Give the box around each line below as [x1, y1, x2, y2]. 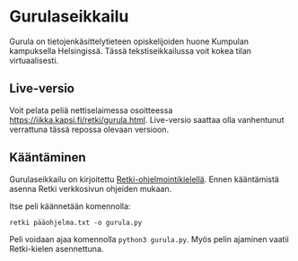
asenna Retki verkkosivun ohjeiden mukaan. [9, 183, 172, 194]
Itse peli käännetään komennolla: [9, 200, 131, 212]
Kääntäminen [9, 150, 87, 165]
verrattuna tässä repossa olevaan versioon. [9, 124, 170, 135]
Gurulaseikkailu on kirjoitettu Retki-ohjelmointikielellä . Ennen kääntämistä [9, 173, 280, 185]
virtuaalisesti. [9, 55, 59, 65]
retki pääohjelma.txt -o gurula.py [9, 218, 143, 227]
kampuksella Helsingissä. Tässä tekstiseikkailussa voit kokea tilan [9, 45, 252, 56]
